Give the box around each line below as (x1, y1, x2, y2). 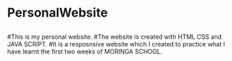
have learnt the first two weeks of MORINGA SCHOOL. (7, 47, 163, 55)
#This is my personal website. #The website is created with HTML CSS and (7, 33, 222, 41)
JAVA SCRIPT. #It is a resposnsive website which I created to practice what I (7, 40, 225, 48)
